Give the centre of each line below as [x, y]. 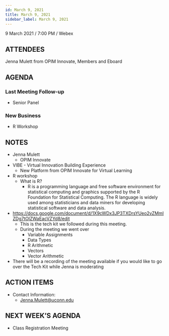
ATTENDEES [25, 49]
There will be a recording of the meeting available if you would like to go [87, 261]
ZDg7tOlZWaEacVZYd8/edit [41, 218]
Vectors [35, 250]
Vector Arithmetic [46, 256]
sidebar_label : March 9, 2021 [37, 19]
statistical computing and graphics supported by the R [84, 192]
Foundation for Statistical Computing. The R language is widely [93, 197]
